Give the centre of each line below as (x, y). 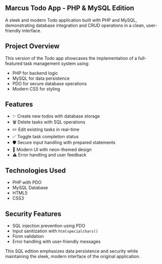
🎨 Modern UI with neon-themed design (52, 150)
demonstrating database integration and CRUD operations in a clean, (75, 25)
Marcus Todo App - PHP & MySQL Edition (70, 8)
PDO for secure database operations (50, 83)
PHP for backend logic (35, 73)
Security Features (33, 214)
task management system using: (57, 63)
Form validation (28, 236)
